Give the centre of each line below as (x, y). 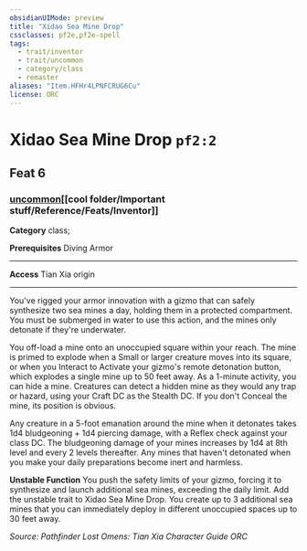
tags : (20, 43)
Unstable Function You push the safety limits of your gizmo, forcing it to (145, 480)
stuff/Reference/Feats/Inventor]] (84, 211)
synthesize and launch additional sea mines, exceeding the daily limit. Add (149, 490)
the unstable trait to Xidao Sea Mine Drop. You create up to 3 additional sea (151, 500)
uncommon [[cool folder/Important (88, 199)
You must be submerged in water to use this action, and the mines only (143, 320)
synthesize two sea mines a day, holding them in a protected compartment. (151, 311)
